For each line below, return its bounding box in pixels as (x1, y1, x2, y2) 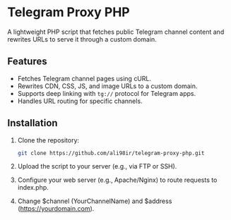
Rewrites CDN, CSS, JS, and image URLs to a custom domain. (17, 82, 198, 90)
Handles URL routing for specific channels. (17, 97, 143, 105)
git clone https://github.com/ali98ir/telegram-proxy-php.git (17, 149, 205, 157)
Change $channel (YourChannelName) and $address (17, 197, 172, 205)
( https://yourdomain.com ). (17, 204, 95, 213)
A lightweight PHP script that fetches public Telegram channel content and (7, 28, 225, 36)
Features (7, 56, 47, 68)
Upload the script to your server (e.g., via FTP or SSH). (17, 162, 177, 171)
